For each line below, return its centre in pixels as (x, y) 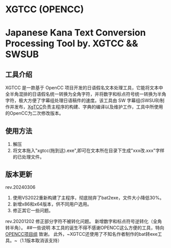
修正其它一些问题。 (33, 210)
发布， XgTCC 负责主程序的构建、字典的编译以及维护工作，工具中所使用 (89, 107)
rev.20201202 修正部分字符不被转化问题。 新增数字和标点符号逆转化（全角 (84, 221)
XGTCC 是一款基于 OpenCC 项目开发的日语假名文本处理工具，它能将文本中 (84, 88)
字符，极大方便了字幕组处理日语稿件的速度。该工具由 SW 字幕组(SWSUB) (83, 101)
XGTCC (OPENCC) (45, 9)
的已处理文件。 (28, 157)
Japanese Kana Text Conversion (76, 33)
